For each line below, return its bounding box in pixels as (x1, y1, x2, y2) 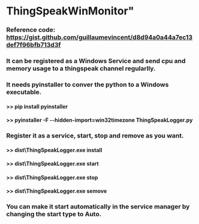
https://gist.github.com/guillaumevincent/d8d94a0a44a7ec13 (6, 33, 193, 41)
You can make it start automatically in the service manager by (6, 202, 190, 211)
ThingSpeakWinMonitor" (6, 4, 134, 18)
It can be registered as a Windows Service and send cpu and (6, 57, 186, 65)
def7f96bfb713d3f (6, 41, 61, 49)
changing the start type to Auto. (6, 210, 102, 219)
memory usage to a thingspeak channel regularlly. (6, 64, 156, 73)
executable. (6, 88, 42, 96)
